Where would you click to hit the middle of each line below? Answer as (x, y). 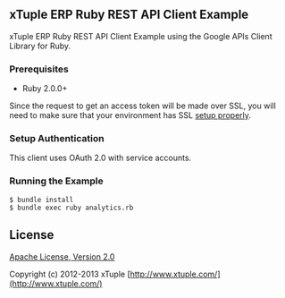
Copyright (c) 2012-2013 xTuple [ (70, 274)
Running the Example (57, 181)
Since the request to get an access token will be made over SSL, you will (143, 106)
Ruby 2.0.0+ (45, 89)
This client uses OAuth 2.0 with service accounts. (101, 158)
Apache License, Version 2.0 (62, 256)
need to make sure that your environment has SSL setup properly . (130, 115)
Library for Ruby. (40, 46)
